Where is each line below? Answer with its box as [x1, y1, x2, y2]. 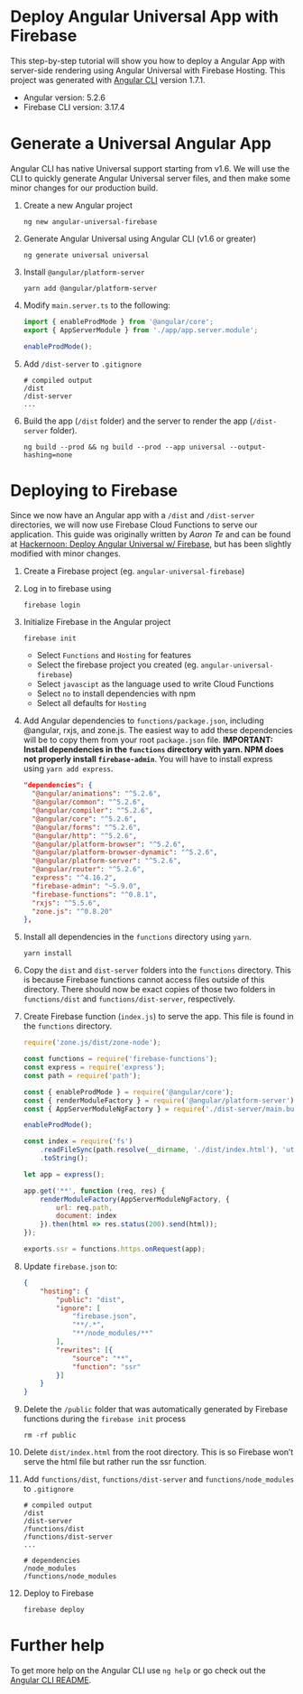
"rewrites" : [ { [56, 1345, 114, 1354]
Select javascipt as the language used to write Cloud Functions [36, 679, 274, 690]
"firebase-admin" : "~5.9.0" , [32, 881, 142, 890]
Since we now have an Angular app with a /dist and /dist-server [10, 510, 255, 521]
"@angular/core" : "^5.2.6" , [32, 814, 138, 824]
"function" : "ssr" [71, 1362, 142, 1372]
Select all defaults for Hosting [36, 698, 147, 709]
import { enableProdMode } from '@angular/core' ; [23, 317, 215, 326]
